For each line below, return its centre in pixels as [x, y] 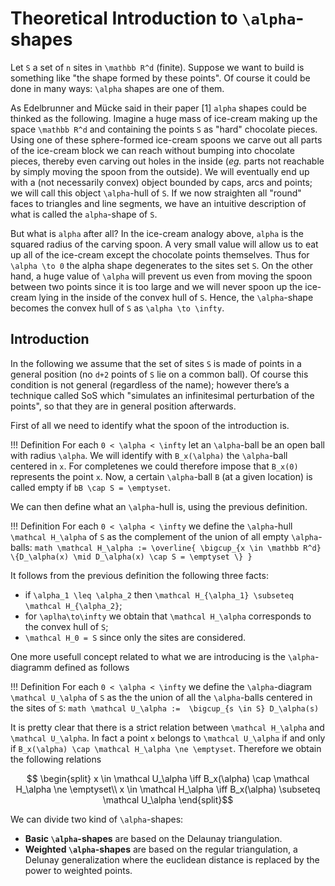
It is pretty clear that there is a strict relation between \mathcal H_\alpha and [167, 727]
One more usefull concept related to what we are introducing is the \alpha [162, 656]
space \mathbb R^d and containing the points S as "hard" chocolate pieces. [164, 129]
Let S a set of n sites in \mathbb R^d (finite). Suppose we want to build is [157, 67]
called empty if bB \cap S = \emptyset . [91, 487]
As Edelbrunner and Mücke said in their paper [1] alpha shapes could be [158, 108]
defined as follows [92, 667]
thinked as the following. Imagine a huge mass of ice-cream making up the [164, 118]
